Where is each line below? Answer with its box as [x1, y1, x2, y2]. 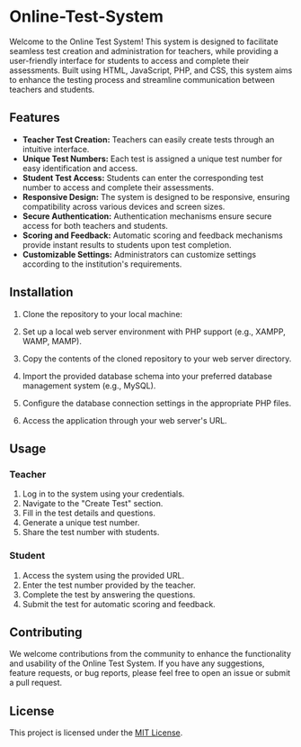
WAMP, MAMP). [22, 335, 83, 346]
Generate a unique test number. [22, 517, 140, 528]
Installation [9, 285, 74, 300]
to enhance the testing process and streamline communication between [9, 74, 276, 85]
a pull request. [9, 678, 63, 688]
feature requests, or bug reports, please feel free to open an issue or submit [9, 668, 291, 679]
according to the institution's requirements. [22, 259, 182, 269]
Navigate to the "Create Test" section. [22, 498, 164, 509]
